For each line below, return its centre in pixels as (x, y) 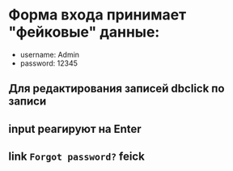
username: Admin (49, 54)
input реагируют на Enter (75, 128)
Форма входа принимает (97, 15)
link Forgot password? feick (77, 157)
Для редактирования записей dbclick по (116, 89)
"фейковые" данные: (84, 32)
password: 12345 (49, 63)
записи (28, 102)
